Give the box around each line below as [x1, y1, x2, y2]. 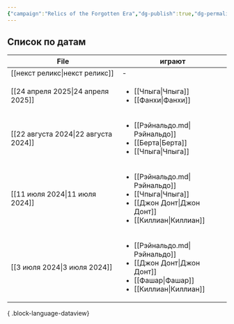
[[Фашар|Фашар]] [133, 276, 195, 286]
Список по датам [7, 36, 86, 48]
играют [159, 56, 186, 66]
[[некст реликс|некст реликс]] [10, 68, 114, 78]
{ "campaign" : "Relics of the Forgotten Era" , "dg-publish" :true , [7, 10, 195, 17]
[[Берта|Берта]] [133, 138, 188, 148]
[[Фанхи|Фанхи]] [133, 95, 191, 105]
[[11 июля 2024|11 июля [10, 190, 96, 199]
